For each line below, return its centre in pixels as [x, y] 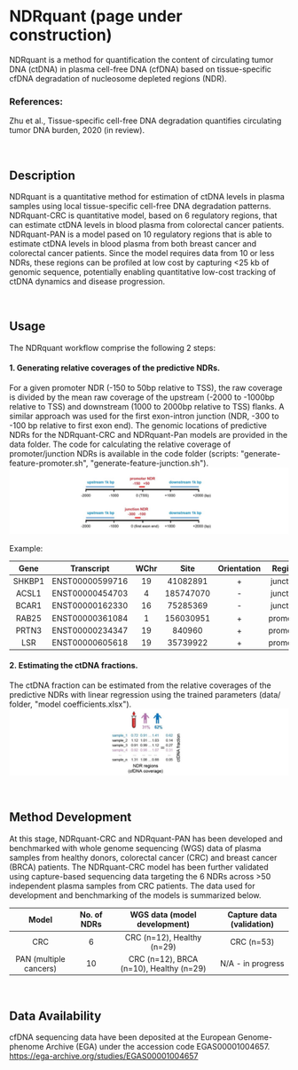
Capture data [252, 915]
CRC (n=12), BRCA [163, 958]
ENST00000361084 [90, 618]
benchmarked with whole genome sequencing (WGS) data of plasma [135, 847]
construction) [61, 35]
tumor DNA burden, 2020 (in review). [77, 130]
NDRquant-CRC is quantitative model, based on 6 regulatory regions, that [143, 215]
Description [42, 175]
